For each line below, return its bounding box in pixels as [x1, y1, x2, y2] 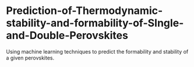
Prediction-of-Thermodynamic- [6, 4, 163, 17]
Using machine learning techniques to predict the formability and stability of [6, 48, 189, 55]
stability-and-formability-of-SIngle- [6, 16, 184, 30]
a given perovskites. [6, 54, 54, 61]
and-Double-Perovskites [6, 29, 128, 42]
